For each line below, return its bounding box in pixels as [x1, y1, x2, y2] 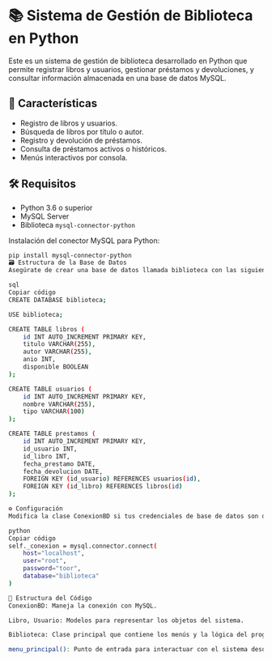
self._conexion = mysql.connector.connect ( [8, 542, 158, 550]
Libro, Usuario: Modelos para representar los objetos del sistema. [8, 616, 244, 625]
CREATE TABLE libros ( [8, 325, 85, 333]
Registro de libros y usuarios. [19, 118, 118, 128]
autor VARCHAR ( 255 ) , [23, 348, 92, 356]
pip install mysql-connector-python [8, 251, 132, 259]
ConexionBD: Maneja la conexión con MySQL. [8, 601, 158, 610]
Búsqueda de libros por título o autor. [19, 126, 144, 136]
